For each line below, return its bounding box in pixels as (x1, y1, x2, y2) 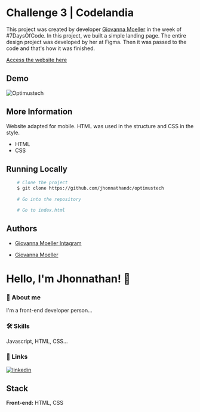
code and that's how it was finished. (6, 45, 96, 52)
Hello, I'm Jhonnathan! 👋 (6, 272, 131, 286)
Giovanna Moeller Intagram (14, 239, 82, 247)
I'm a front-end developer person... (6, 307, 93, 314)
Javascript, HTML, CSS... (6, 337, 68, 345)
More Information (6, 107, 73, 117)
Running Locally (6, 164, 67, 174)
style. (6, 129, 20, 136)
